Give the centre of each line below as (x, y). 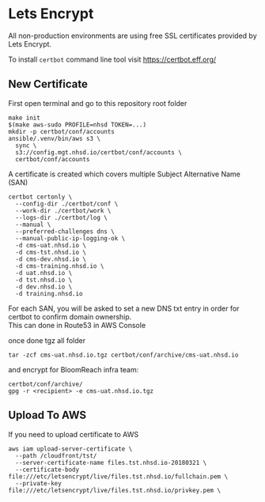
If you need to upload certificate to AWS (74, 434)
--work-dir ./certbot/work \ (63, 210)
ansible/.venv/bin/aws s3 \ (55, 138)
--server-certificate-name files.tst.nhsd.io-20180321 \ (111, 462)
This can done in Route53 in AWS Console (77, 325)
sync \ (26, 145)
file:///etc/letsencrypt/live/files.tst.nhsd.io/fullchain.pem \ (118, 476)
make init (25, 118)
